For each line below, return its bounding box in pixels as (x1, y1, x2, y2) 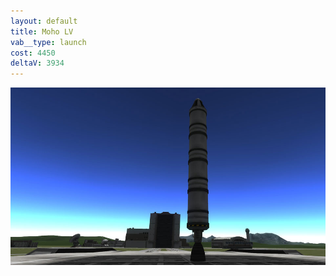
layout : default (10, 16, 78, 26)
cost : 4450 (10, 48, 56, 58)
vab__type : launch (10, 37, 87, 47)
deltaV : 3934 (10, 58, 65, 69)
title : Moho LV (10, 26, 74, 37)
